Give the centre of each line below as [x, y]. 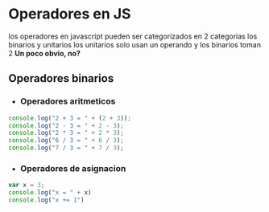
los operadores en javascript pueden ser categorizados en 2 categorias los [133, 36]
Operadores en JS [70, 14]
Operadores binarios [61, 78]
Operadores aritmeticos [68, 101]
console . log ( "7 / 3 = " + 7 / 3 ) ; [66, 148]
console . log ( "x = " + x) [50, 193]
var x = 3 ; [27, 185]
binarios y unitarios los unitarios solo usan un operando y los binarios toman [135, 44]
